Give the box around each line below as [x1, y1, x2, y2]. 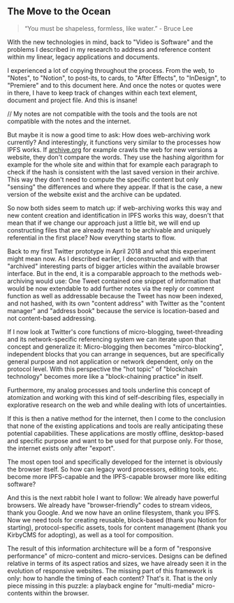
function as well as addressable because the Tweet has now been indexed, [7, 291, 224, 300]
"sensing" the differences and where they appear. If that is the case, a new [7, 182, 223, 191]
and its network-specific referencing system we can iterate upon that [7, 335, 206, 343]
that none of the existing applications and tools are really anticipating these [7, 422, 224, 430]
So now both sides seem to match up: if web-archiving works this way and [7, 203, 222, 212]
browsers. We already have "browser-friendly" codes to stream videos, [7, 501, 212, 509]
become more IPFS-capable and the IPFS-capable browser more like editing [7, 472, 227, 480]
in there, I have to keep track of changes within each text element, [7, 88, 198, 97]
